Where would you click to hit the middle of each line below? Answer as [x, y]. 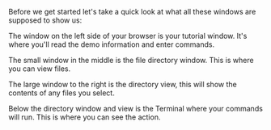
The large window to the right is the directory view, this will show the [123, 84]
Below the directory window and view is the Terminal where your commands [135, 109]
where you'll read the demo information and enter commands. [112, 44]
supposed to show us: [45, 20]
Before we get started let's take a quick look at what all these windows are [132, 12]
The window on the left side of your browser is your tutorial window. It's [128, 36]
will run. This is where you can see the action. [85, 117]
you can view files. [40, 69]
